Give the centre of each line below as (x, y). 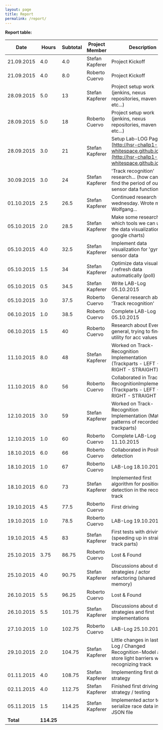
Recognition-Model (134, 652)
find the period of (131, 183)
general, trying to (131, 331)
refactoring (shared (133, 578)
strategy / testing (131, 692)
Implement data (129, 243)
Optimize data (127, 263)
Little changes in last (135, 640)
